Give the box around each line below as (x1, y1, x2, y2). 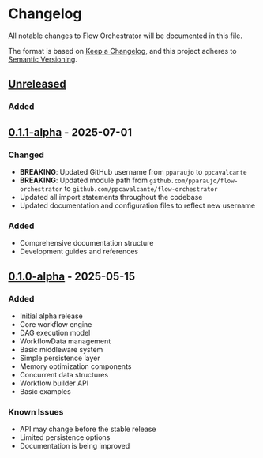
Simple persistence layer (19, 353, 100, 362)
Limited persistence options (19, 433, 111, 442)
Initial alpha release (19, 311, 83, 321)
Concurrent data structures (19, 370, 109, 379)
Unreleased (8, 77, 67, 91)
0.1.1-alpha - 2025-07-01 (8, 126, 133, 139)
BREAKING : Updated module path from (19, 175, 148, 185)
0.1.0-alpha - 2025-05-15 (8, 269, 136, 283)
